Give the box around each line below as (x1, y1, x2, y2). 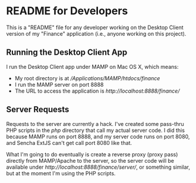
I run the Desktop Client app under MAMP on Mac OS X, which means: (6, 63, 179, 70)
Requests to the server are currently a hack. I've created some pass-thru (6, 120, 184, 127)
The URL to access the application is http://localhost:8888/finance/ (14, 87, 180, 94)
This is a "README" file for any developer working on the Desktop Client (6, 24, 184, 31)
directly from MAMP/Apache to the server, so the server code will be (6, 157, 174, 164)
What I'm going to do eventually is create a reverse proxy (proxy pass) (6, 150, 178, 158)
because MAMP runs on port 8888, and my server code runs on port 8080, (6, 132, 190, 140)
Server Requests (6, 105, 69, 115)
